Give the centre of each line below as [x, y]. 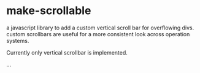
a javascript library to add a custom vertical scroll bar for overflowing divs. [100, 28]
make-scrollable [49, 11]
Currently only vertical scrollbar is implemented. [67, 52]
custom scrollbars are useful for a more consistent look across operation [98, 34]
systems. [18, 40]
